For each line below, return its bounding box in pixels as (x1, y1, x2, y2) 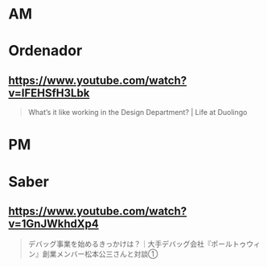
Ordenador (8, 42, 83, 60)
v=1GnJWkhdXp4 (8, 216, 99, 230)
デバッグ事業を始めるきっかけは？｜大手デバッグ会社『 (27, 239, 212, 249)
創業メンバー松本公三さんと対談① (42, 249, 158, 259)
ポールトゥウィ (211, 239, 261, 249)
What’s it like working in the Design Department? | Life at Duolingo (27, 108, 248, 117)
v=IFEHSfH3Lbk (8, 86, 90, 100)
